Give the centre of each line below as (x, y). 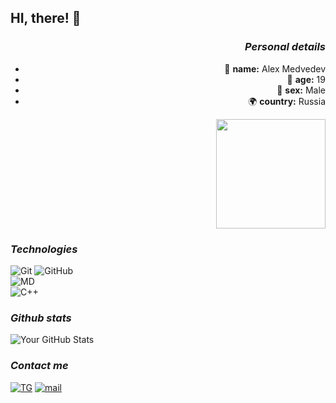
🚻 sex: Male (301, 90)
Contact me (39, 366)
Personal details (285, 47)
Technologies (44, 249)
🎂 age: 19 (306, 79)
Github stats (41, 318)
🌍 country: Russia (287, 101)
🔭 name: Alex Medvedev (275, 68)
